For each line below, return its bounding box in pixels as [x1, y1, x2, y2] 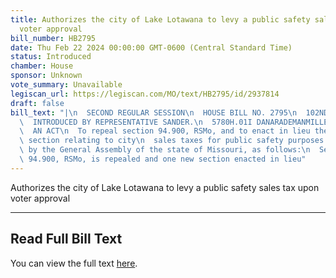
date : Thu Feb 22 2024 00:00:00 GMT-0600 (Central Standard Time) [10, 42, 293, 53]
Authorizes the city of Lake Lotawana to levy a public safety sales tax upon [10, 181, 320, 193]
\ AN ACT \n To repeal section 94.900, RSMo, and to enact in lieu [19, 126, 311, 136]
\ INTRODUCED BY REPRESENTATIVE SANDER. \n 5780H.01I [19, 117, 253, 127]
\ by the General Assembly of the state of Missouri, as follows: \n [19, 145, 311, 155]
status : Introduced [10, 52, 92, 62]
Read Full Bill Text [10, 231, 123, 248]
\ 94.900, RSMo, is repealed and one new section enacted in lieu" [19, 154, 307, 164]
